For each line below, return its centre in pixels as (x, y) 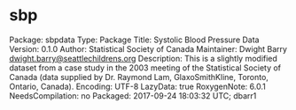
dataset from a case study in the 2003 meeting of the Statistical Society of (145, 68)
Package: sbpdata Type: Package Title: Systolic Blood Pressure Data (134, 40)
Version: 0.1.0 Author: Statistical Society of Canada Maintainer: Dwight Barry (148, 48)
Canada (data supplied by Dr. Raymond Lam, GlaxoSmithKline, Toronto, (139, 77)
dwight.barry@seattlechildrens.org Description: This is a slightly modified (143, 58)
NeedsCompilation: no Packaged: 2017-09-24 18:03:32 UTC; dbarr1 (133, 95)
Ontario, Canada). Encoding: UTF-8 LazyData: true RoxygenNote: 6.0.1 (137, 86)
